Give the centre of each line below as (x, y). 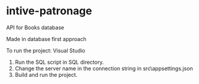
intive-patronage (49, 11)
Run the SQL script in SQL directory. (59, 62)
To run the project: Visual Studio (46, 50)
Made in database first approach (46, 39)
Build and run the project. (46, 74)
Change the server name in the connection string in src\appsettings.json (104, 68)
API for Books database (35, 27)
